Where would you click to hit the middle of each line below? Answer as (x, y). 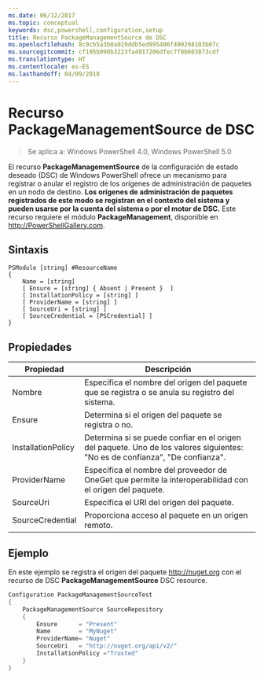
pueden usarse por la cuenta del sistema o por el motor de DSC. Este (122, 208)
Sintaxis (29, 250)
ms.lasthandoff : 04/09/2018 (54, 74)
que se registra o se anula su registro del (159, 393)
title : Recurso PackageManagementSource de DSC (88, 37)
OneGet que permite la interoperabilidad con (166, 480)
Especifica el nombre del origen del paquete (165, 382)
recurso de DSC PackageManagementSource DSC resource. (108, 580)
